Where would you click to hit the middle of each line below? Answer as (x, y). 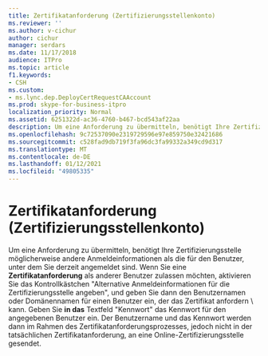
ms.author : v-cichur (43, 30)
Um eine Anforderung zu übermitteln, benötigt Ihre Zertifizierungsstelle (125, 250)
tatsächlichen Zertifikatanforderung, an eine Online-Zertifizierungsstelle (126, 334)
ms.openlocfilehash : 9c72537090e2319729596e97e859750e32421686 (116, 134)
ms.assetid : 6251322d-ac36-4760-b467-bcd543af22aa (94, 120)
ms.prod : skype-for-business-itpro (67, 105)
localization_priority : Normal (60, 113)
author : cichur (33, 38)
